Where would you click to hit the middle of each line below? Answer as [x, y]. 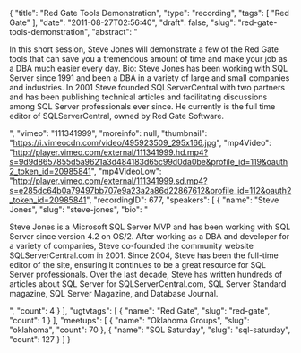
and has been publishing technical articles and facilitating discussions [138, 97]
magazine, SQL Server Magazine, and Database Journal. [114, 293]
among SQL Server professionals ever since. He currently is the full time [142, 106]
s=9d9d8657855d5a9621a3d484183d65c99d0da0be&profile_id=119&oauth [149, 162]
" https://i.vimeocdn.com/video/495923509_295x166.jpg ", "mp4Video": [140, 143]
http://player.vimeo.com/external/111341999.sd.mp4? [110, 181]
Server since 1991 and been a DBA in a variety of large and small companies [150, 78]
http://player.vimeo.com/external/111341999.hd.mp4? [111, 152]
